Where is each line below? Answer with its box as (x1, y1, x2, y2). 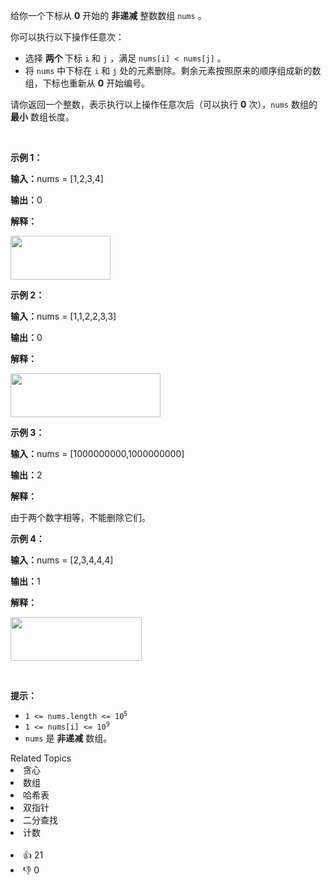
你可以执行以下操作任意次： (10, 31, 125, 43)
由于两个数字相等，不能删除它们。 (10, 512, 151, 523)
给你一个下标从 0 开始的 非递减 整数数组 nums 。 (10, 10, 207, 21)
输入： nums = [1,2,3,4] (10, 173, 104, 184)
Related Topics (10, 752, 72, 764)
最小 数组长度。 (10, 111, 75, 123)
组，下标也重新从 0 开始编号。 (24, 77, 151, 89)
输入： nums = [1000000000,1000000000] (10, 448, 185, 459)
